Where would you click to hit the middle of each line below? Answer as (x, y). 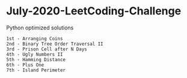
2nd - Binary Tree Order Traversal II (55, 44)
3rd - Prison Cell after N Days (47, 49)
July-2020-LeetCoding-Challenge (94, 11)
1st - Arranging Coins (35, 38)
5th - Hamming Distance (36, 59)
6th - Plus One (25, 65)
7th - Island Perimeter (36, 70)
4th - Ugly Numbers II (35, 54)
